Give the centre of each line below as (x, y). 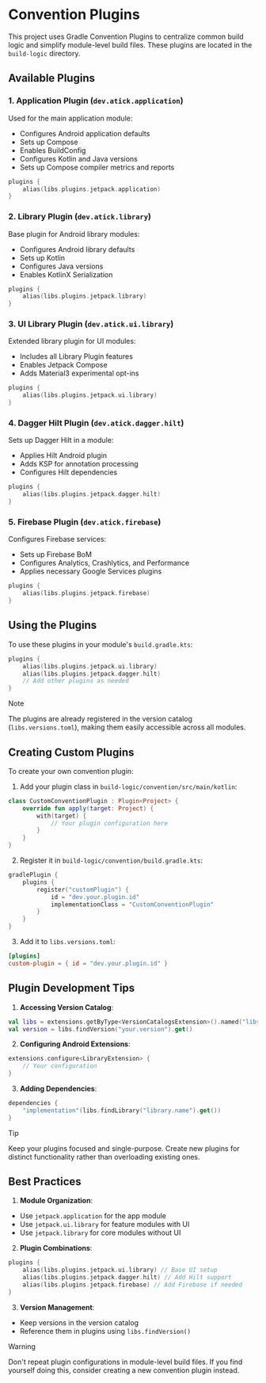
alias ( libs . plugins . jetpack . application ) (91, 189)
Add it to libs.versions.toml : (68, 942)
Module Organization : (56, 1201)
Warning (22, 1346)
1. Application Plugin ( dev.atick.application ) (96, 101)
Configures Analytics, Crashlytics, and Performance (104, 563)
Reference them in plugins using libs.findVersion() (105, 1331)
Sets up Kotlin (42, 257)
